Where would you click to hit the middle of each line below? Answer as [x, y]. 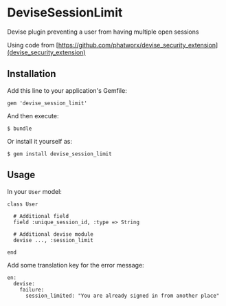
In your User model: [34, 191]
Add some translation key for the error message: [76, 265]
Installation [32, 74]
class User [23, 204]
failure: [32, 289]
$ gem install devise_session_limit [59, 154]
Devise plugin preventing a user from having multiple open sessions [103, 32]
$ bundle [20, 129]
